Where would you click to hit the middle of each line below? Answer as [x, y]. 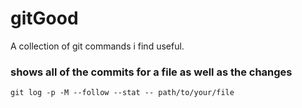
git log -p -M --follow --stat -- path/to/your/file [122, 93]
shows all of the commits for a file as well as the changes [151, 72]
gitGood [44, 18]
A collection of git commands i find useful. [97, 46]
